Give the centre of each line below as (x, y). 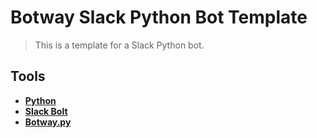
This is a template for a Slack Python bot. (119, 45)
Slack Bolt (46, 111)
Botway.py (48, 122)
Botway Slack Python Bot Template (159, 17)
